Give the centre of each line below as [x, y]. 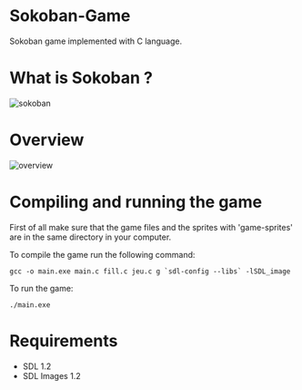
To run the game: [41, 288]
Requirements [64, 340]
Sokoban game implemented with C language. [96, 41]
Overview [47, 140]
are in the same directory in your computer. [91, 237]
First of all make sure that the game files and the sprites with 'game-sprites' [151, 227]
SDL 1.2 [37, 366]
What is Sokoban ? [81, 78]
